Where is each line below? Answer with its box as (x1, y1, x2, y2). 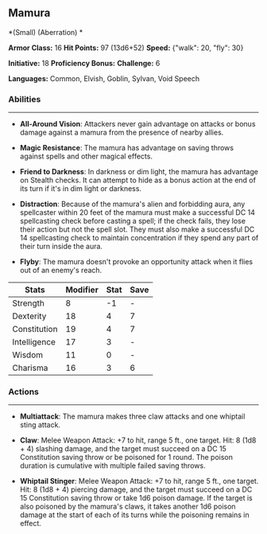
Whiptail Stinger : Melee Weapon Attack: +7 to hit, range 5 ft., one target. (19, 477, 259, 486)
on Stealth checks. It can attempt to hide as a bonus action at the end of (19, 175, 257, 185)
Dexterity (12, 310, 47, 322)
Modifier (65, 284, 99, 295)
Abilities (8, 93, 41, 104)
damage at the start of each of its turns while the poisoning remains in (19, 510, 250, 520)
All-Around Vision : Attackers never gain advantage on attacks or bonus (19, 119, 256, 129)
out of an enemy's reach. (19, 266, 103, 275)
